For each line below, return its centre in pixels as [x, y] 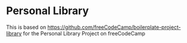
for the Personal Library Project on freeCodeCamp [84, 33]
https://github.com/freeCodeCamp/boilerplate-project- [114, 27]
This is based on [26, 27]
